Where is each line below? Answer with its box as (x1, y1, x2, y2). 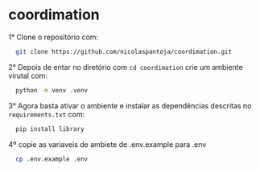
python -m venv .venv (15, 86, 89, 94)
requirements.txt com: (8, 109, 85, 119)
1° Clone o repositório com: (8, 32, 99, 42)
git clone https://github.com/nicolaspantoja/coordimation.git (15, 47, 232, 55)
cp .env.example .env (15, 155, 89, 163)
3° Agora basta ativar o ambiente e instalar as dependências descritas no (8, 100, 252, 110)
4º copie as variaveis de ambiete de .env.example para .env (8, 139, 207, 149)
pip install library (15, 124, 85, 133)
